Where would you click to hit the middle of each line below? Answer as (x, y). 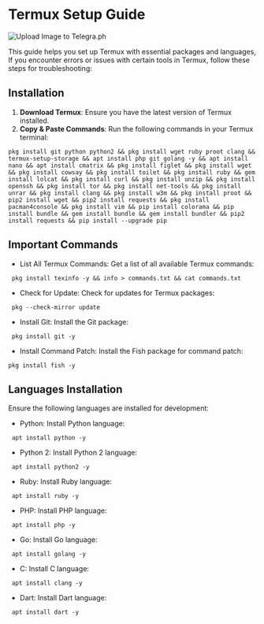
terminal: (34, 137)
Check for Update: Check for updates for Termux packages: (117, 292)
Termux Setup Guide (77, 15)
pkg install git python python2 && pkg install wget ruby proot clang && (132, 151)
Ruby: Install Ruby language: (66, 481)
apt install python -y (49, 438)
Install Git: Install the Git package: (74, 321)
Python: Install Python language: (72, 424)
